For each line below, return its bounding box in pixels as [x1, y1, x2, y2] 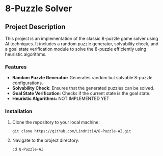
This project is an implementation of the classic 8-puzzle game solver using [5, 35, 159, 41]
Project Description [5, 23, 66, 31]
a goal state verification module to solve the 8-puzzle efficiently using [5, 46, 146, 52]
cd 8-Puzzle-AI [12, 147, 44, 152]
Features [5, 63, 27, 70]
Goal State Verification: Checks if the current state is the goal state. [12, 91, 151, 96]
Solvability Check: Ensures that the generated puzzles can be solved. [12, 85, 155, 91]
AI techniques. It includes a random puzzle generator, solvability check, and [5, 41, 159, 47]
